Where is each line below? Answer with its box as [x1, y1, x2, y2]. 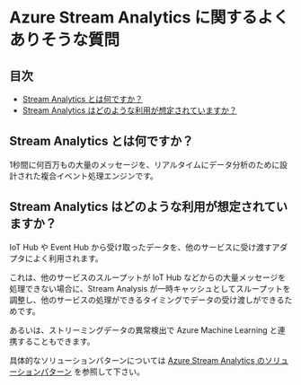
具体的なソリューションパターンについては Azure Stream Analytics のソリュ [9, 354, 289, 365]
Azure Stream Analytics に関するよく [9, 7, 289, 28]
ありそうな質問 [9, 30, 120, 50]
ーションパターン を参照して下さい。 [9, 366, 146, 377]
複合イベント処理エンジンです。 [40, 171, 159, 181]
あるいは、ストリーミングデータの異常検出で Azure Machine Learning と [9, 324, 279, 336]
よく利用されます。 [32, 252, 103, 264]
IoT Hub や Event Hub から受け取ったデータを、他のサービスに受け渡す [9, 241, 272, 252]
